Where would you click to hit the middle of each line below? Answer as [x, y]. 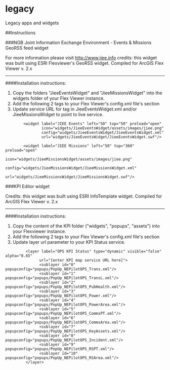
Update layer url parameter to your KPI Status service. [69, 242]
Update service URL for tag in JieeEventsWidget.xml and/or [75, 109]
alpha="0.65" [19, 256]
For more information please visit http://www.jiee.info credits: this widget [81, 58]
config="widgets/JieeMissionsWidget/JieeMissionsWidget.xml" [71, 168]
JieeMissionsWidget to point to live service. [58, 114]
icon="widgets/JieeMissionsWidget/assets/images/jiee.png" [69, 159]
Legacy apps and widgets [32, 23]
